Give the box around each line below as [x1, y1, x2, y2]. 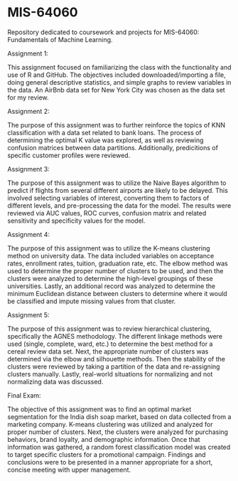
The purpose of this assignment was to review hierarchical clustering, [7, 324, 212, 333]
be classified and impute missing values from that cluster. [7, 297, 176, 305]
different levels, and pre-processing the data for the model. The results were [7, 201, 232, 210]
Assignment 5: [7, 310, 50, 319]
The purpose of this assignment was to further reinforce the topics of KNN [7, 120, 226, 129]
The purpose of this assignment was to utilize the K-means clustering [7, 243, 211, 253]
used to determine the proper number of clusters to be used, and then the [7, 266, 224, 275]
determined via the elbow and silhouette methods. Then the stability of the [7, 354, 226, 363]
